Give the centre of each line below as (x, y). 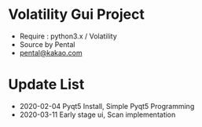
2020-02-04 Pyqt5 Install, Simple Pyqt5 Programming (107, 106)
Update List (46, 85)
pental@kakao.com (51, 53)
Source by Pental (47, 44)
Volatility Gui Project (77, 15)
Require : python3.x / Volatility (68, 36)
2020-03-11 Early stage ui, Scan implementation (97, 114)
